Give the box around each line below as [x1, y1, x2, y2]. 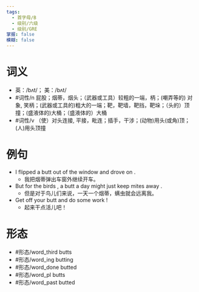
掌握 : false [6, 32, 35, 38]
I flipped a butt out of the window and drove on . [15, 168, 136, 175]
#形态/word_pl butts [15, 271, 66, 278]
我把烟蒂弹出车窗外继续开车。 [24, 175, 99, 183]
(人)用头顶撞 [15, 124, 47, 131]
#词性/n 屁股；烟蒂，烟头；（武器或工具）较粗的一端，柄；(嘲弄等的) [15, 93, 186, 101]
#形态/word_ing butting [15, 256, 74, 263]
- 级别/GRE [12, 25, 38, 32]
